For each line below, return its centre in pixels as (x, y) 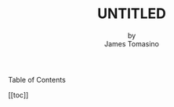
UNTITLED (132, 14)
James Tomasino (132, 43)
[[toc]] (18, 94)
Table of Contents (37, 79)
